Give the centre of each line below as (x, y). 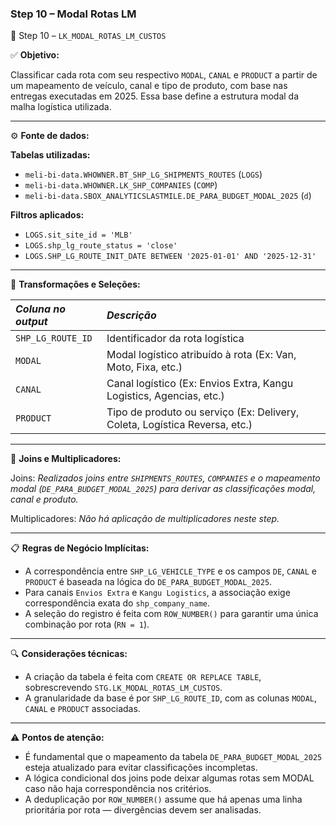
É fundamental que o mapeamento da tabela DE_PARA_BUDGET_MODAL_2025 (173, 757)
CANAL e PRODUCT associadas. (82, 709)
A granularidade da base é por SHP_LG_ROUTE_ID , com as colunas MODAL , (171, 698)
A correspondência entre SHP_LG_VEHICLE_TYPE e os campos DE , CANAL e (171, 571)
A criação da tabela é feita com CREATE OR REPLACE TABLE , (143, 677)
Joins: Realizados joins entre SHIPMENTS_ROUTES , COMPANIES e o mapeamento (165, 478)
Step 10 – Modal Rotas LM (73, 14)
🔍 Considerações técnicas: (69, 654)
